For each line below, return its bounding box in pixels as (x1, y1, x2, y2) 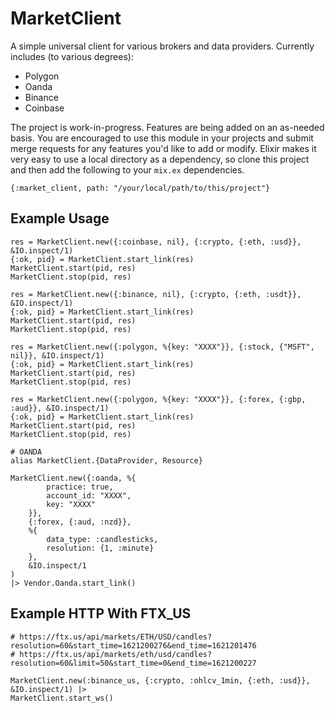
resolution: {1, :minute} (46, 543, 155, 553)
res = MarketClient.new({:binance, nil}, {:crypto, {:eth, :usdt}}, (10, 289, 302, 299)
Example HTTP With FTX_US (10, 605, 192, 622)
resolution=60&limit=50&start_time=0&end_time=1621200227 (10, 658, 257, 668)
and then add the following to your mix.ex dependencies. (10, 163, 245, 176)
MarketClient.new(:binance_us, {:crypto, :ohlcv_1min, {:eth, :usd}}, (10, 675, 311, 686)
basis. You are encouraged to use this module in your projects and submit (10, 132, 314, 144)
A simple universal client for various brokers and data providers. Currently (10, 40, 315, 52)
